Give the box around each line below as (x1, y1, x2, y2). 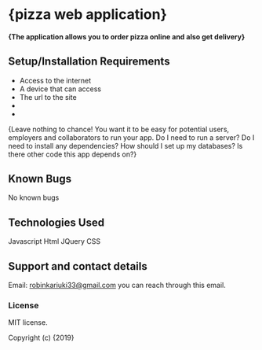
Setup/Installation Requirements (8, 55, 170, 68)
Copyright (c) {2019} (8, 333, 75, 343)
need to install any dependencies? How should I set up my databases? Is (8, 141, 243, 150)
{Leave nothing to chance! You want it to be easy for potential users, (8, 124, 230, 134)
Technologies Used (8, 216, 104, 229)
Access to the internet (19, 76, 92, 85)
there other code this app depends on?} (8, 149, 137, 159)
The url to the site (19, 92, 77, 101)
